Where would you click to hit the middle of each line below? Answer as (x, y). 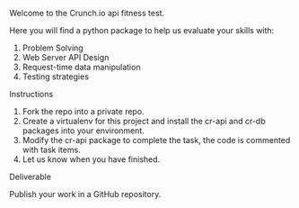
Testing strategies (56, 77)
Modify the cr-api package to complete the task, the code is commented (156, 140)
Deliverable (31, 176)
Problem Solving (53, 48)
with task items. (51, 149)
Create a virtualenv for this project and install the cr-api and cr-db (144, 121)
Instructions (31, 94)
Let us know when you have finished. (91, 159)
